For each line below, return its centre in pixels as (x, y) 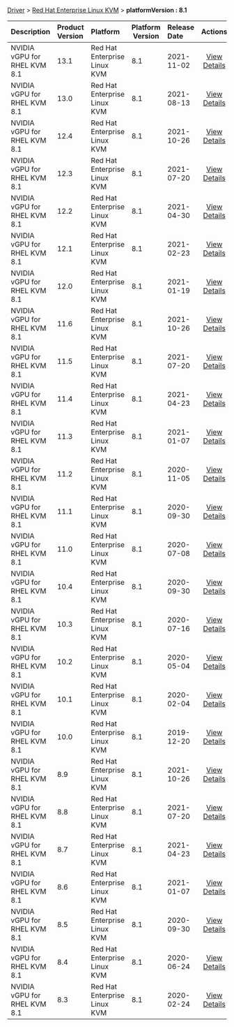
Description (31, 32)
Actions (214, 32)
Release (181, 27)
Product (71, 27)
